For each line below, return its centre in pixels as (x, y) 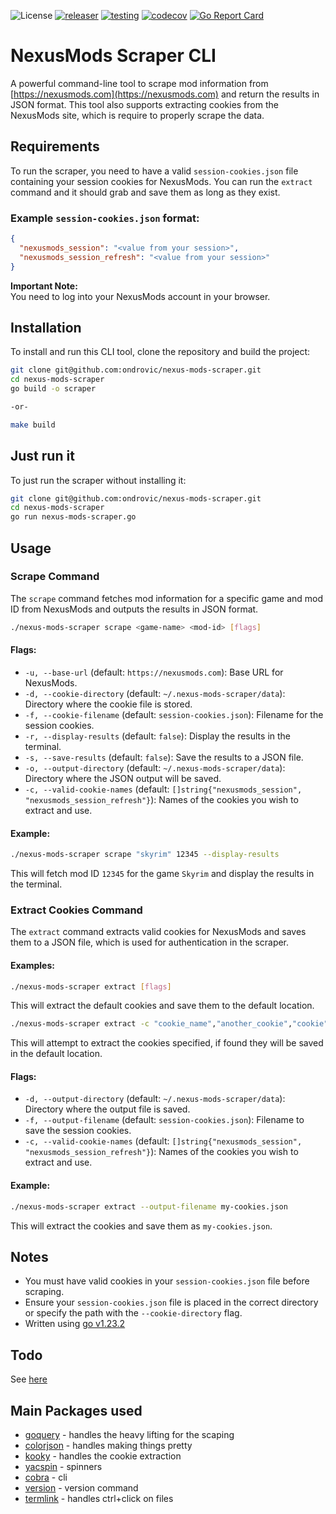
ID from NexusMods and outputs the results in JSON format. (134, 609)
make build (33, 425)
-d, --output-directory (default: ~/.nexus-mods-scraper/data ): (155, 1099)
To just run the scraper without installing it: (98, 480)
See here (29, 1379)
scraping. (44, 1292)
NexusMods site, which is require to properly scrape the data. (137, 115)
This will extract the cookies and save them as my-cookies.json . (141, 1226)
